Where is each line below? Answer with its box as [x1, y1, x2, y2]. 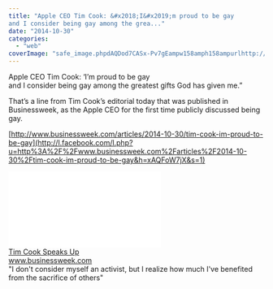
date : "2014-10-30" [8, 27, 75, 35]
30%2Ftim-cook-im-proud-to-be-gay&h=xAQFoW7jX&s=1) [8, 155, 206, 165]
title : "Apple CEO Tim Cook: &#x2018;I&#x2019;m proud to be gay [8, 11, 234, 20]
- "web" [15, 42, 42, 50]
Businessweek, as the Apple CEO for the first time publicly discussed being [8, 105, 261, 114]
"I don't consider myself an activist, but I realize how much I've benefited [8, 265, 253, 274]
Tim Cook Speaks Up [8, 247, 80, 257]
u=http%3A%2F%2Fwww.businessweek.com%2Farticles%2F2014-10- [8, 147, 248, 156]
